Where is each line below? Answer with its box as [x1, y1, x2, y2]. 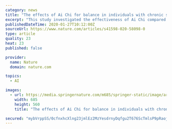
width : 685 [14, 97, 38, 102]
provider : [5, 55, 27, 60]
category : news [5, 7, 38, 13]
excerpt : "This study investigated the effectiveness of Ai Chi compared [5, 17, 166, 22]
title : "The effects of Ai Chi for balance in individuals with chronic [5, 12, 164, 17]
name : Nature [10, 59, 38, 64]
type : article [5, 31, 36, 36]
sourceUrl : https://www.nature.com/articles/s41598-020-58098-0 [5, 27, 145, 32]
